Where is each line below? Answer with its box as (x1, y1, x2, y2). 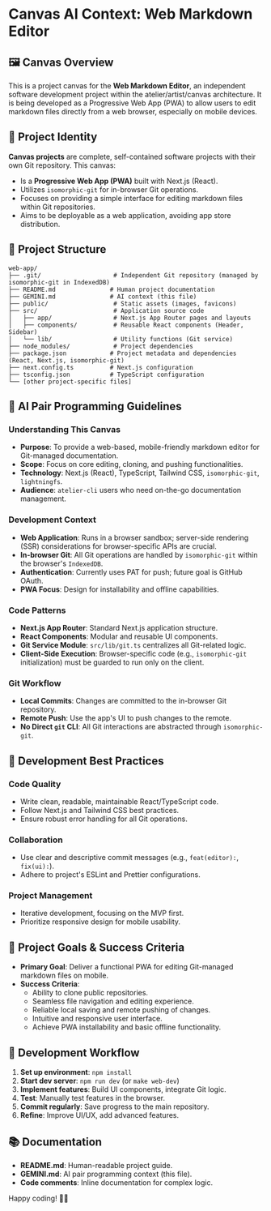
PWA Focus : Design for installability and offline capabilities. (19, 584, 220, 594)
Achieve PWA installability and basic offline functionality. (32, 1022, 222, 1032)
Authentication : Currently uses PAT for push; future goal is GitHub (19, 567, 243, 576)
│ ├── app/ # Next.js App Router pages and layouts (8, 314, 252, 322)
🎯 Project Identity (8, 131, 98, 144)
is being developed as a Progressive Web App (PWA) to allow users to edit (8, 98, 256, 108)
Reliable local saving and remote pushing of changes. (32, 1005, 211, 1015)
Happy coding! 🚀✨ (8, 1193, 69, 1203)
